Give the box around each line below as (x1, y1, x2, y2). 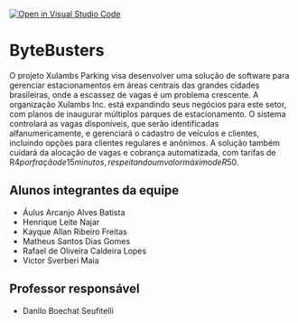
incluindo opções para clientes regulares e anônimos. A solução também (9, 137, 280, 148)
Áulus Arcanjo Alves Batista (22, 206, 126, 217)
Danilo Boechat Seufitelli (22, 305, 115, 316)
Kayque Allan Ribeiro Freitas (22, 226, 128, 237)
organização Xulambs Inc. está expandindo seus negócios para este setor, (9, 99, 287, 109)
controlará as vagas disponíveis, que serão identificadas (9, 118, 219, 128)
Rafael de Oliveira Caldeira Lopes (22, 245, 147, 256)
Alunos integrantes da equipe (9, 183, 180, 198)
